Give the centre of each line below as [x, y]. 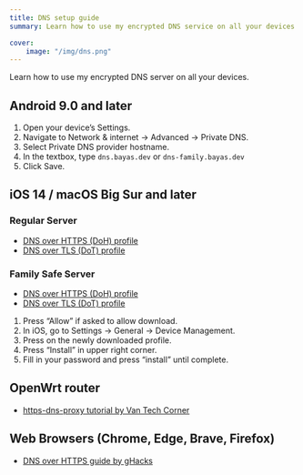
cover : [22, 43]
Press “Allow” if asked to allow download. [100, 321]
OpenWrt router [55, 388]
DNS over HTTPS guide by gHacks [87, 460]
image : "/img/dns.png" [69, 51]
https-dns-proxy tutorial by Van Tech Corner [106, 409]
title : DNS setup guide [55, 18]
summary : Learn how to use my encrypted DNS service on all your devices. [154, 26]
